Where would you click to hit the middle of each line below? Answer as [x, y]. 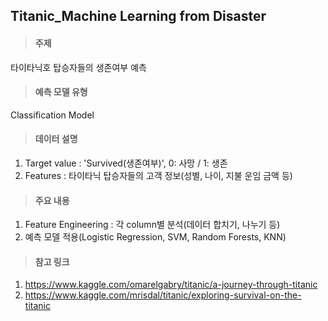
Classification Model [52, 115]
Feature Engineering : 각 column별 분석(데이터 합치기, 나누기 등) [152, 225]
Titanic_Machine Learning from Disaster [138, 16]
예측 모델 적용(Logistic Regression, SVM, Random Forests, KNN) [155, 237]
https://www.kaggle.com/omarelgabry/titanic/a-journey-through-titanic [171, 285]
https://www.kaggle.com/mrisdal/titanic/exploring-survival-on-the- [163, 295]
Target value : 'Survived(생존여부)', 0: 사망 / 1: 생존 [126, 163]
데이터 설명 [56, 139]
